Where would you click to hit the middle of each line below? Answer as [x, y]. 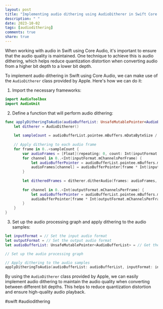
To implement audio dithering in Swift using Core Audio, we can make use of [81, 76]
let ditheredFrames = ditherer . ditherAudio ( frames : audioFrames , [90, 181]
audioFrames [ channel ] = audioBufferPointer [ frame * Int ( [90, 167]
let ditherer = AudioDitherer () [46, 126]
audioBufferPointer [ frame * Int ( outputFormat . [79, 199]
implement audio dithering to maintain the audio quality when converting [77, 282]
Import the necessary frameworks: [47, 90]
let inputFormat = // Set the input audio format [56, 236]
